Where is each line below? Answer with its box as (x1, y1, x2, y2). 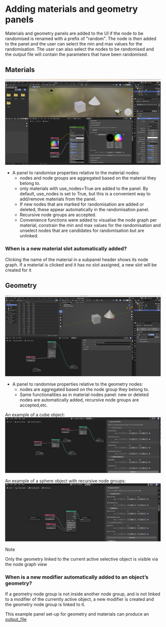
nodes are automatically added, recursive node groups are (19, 397, 139, 403)
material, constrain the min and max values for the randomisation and (19, 223, 161, 228)
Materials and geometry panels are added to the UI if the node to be (5, 30, 144, 36)
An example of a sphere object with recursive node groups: (5, 478, 126, 484)
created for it (5, 267, 32, 273)
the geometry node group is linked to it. (5, 601, 85, 607)
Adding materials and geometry (5, 3, 138, 15)
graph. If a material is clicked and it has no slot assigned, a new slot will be (5, 262, 157, 268)
